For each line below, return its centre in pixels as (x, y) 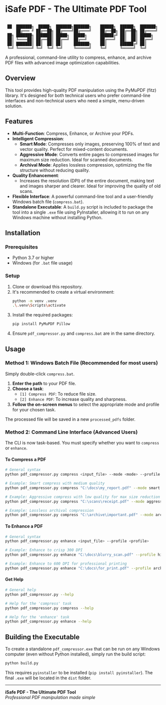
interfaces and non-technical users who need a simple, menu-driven (75, 100)
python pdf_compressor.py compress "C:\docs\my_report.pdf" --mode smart (83, 488)
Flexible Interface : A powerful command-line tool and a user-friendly (83, 196)
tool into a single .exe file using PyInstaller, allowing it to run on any (81, 212)
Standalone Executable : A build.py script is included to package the (83, 207)
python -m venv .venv (34, 301)
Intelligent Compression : (38, 138)
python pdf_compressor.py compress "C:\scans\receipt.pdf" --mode (75, 501)
